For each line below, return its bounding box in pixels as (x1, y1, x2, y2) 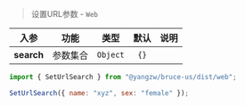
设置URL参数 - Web (30, 9, 98, 19)
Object (96, 50, 125, 60)
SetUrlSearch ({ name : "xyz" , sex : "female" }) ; (9, 88, 190, 97)
